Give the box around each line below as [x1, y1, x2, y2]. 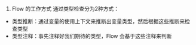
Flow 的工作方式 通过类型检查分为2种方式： [11, 5, 120, 12]
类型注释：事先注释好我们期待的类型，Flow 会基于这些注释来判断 [11, 33, 172, 40]
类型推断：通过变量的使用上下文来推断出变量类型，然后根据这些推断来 [11, 18, 185, 25]
